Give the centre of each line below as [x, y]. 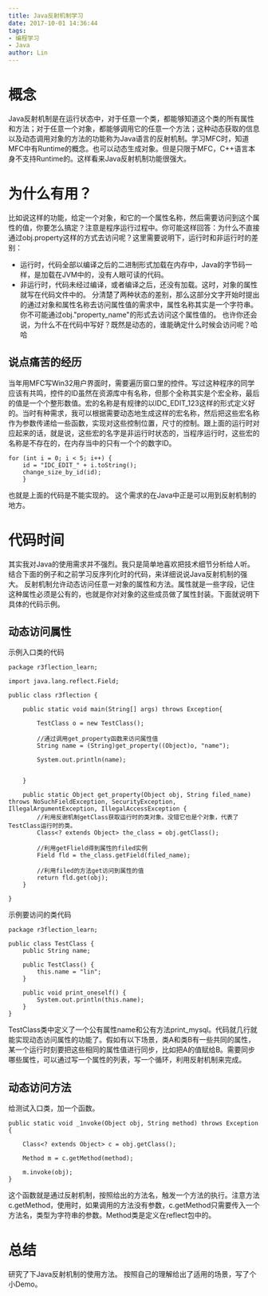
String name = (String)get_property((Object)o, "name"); [133, 746]
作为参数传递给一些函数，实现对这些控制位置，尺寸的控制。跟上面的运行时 [130, 423]
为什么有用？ [51, 194]
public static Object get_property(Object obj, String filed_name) [137, 795]
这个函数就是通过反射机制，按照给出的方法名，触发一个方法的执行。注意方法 [134, 1195]
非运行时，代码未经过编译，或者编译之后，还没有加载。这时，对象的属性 [138, 284]
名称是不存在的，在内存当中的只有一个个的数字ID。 [92, 443]
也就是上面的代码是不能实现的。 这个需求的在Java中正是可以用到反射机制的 [132, 495]
